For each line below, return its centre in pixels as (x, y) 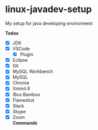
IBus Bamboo (26, 94)
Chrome (21, 83)
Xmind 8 (21, 89)
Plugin (27, 55)
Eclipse (20, 60)
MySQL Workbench (33, 71)
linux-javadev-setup (48, 9)
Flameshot (23, 100)
